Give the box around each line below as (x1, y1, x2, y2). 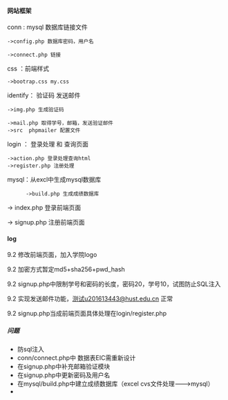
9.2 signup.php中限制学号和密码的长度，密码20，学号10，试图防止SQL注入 (7, 280, 221, 288)
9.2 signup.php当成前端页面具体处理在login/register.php (7, 309, 167, 318)
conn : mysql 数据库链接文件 (7, 23, 88, 31)
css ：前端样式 (7, 64, 50, 73)
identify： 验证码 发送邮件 (7, 91, 81, 99)
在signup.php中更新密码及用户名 (17, 371, 111, 379)
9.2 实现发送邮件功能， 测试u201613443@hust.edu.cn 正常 (7, 294, 173, 303)
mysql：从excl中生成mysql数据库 (7, 175, 102, 184)
